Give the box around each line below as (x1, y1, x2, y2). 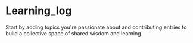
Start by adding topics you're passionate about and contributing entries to (5, 24, 187, 31)
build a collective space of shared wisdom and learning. (5, 29, 143, 37)
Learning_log (5, 4, 72, 18)
